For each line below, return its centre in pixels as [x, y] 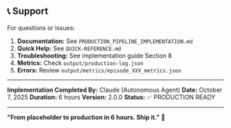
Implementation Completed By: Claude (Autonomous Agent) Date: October [115, 90]
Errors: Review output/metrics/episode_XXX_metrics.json [99, 70]
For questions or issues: [41, 27]
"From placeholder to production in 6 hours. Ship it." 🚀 [86, 117]
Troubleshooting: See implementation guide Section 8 [94, 55]
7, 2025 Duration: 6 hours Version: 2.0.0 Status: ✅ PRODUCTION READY [111, 97]
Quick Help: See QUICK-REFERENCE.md [69, 48]
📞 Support [28, 11]
